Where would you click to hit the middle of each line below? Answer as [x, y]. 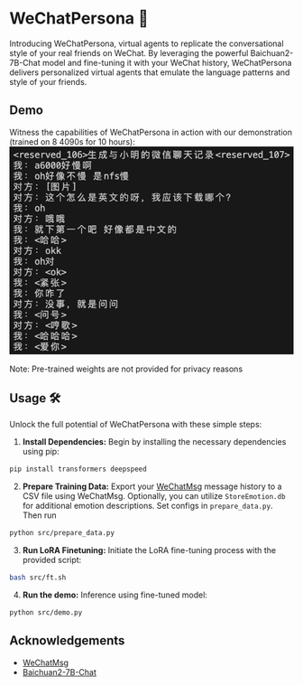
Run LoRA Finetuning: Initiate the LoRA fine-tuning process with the [149, 550]
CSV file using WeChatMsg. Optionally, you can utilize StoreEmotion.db [154, 496]
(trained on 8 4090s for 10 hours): [72, 141]
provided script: [52, 560]
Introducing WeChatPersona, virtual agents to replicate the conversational [147, 43]
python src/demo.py [46, 613]
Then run [39, 515]
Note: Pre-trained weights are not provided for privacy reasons [126, 369]
